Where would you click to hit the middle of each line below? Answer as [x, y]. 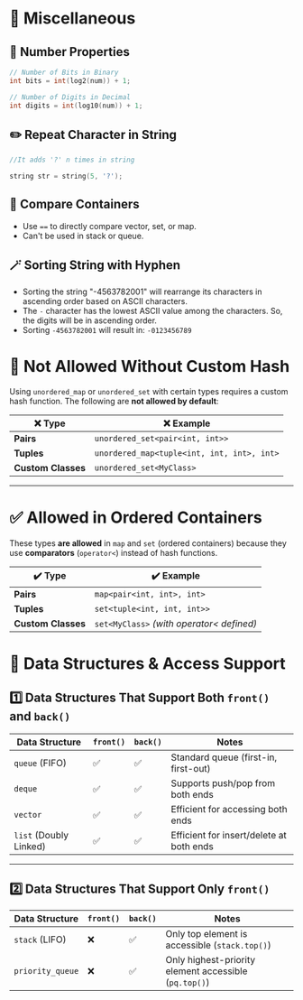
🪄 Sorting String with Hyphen [95, 265]
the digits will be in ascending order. [90, 320]
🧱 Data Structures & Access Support [147, 663]
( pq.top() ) [188, 983]
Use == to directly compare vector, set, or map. [109, 226]
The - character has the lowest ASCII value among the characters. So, [152, 310]
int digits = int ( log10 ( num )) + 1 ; [76, 106]
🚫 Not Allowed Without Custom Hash [150, 366]
